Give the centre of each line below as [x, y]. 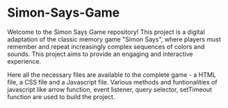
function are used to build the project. [61, 97]
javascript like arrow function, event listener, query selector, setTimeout [109, 89]
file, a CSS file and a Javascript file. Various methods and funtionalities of [112, 82]
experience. [24, 61]
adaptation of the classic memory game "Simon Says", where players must [114, 39]
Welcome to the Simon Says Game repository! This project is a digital [106, 32]
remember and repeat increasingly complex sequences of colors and [106, 46]
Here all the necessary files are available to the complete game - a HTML [112, 75]
